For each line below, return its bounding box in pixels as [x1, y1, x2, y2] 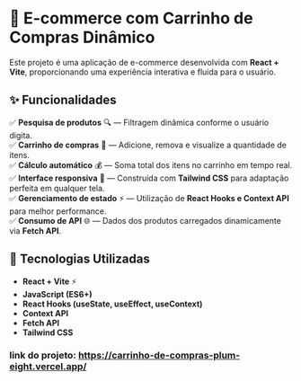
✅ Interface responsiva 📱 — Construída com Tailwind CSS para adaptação [9, 173, 289, 183]
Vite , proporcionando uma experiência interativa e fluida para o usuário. [9, 66, 277, 77]
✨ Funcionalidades [9, 93, 117, 108]
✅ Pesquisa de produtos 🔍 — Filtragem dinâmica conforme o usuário [9, 117, 270, 128]
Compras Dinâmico [9, 27, 155, 48]
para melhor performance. [9, 206, 107, 217]
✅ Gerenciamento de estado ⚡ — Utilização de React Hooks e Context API [9, 192, 289, 203]
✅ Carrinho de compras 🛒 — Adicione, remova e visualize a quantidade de [9, 139, 288, 150]
